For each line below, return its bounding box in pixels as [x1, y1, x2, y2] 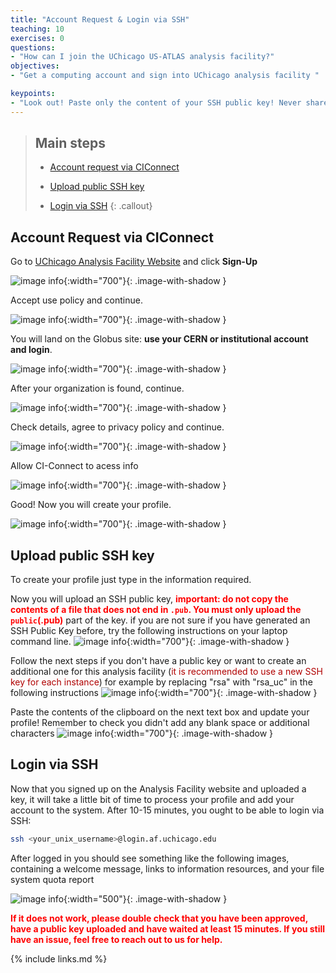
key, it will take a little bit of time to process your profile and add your [10, 793, 295, 805]
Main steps [34, 135, 107, 152]
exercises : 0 [10, 33, 65, 43]
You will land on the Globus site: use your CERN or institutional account [10, 333, 309, 345]
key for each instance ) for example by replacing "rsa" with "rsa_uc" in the [10, 676, 313, 688]
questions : [10, 42, 56, 53]
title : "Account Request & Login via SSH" [10, 14, 190, 25]
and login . [10, 344, 53, 356]
